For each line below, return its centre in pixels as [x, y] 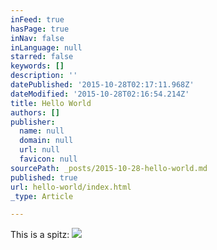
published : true [44, 177]
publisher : [33, 122]
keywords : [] [37, 66]
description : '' [44, 76]
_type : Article [42, 196]
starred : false [42, 57]
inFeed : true [37, 19]
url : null [39, 150]
